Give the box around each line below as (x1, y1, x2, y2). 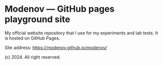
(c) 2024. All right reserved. (4, 54, 61, 60)
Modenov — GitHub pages (4, 3, 115, 15)
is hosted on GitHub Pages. (4, 35, 60, 41)
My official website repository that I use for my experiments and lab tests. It (4, 30, 159, 36)
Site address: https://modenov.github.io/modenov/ (4, 44, 107, 50)
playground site (4, 14, 71, 25)
